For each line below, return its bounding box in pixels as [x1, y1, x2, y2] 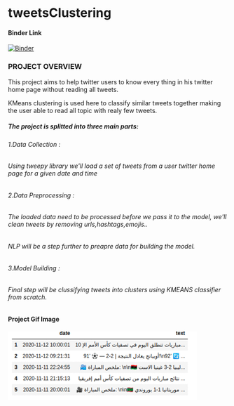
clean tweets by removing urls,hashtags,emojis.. [8, 220, 148, 229]
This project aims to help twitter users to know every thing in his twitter [8, 77, 213, 86]
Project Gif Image [8, 315, 60, 323]
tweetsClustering [8, 5, 111, 21]
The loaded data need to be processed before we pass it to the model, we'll [8, 213, 227, 221]
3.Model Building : [8, 263, 60, 272]
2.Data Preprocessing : [8, 191, 75, 199]
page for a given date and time [8, 169, 97, 178]
